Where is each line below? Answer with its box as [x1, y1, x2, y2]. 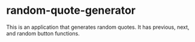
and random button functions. [6, 29, 80, 37]
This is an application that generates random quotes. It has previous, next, [6, 23, 190, 31]
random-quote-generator [6, 4, 136, 17]
